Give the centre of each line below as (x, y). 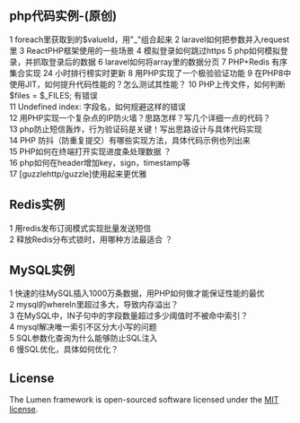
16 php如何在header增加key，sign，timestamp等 (100, 162)
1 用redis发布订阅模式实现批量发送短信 (80, 228)
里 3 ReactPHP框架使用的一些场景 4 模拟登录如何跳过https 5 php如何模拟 (145, 50)
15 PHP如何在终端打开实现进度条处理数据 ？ (91, 151)
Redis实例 (37, 205)
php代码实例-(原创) (63, 16)
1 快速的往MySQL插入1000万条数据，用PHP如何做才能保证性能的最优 (137, 293)
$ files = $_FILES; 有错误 (53, 95)
